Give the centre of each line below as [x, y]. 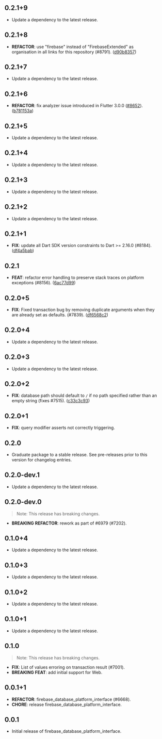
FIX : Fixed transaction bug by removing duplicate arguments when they [83, 310]
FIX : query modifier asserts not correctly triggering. [63, 428]
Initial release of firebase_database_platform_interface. [66, 731]
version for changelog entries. [42, 460]
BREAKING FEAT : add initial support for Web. [57, 672]
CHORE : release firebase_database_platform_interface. [67, 704]
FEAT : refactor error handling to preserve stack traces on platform [78, 278]
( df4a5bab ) [23, 251]
